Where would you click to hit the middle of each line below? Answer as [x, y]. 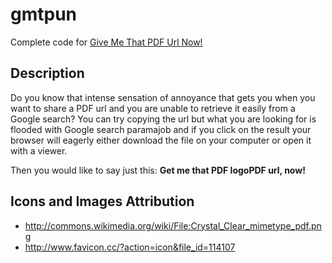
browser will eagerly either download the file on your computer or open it [161, 140]
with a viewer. [39, 150]
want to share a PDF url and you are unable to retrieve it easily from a [153, 108]
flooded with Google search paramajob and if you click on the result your [161, 129]
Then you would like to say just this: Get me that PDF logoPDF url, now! [158, 170]
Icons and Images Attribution [102, 201]
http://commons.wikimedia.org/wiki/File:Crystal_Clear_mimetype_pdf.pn [173, 225]
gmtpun [44, 14]
